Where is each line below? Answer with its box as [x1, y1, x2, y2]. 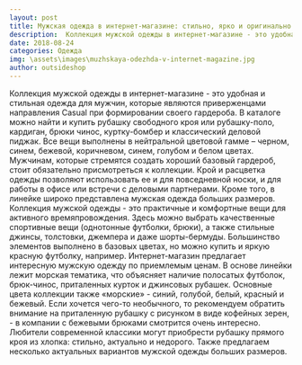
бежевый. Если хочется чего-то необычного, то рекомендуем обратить [9, 298, 286, 308]
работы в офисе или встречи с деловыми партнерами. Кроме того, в [9, 183, 276, 194]
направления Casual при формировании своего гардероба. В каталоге [9, 107, 281, 118]
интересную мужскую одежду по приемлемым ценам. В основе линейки [9, 260, 292, 271]
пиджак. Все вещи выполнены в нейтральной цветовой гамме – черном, [9, 136, 289, 147]
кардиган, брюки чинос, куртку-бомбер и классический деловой [9, 126, 261, 137]
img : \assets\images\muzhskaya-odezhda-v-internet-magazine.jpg [9, 55, 255, 64]
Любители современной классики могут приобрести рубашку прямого [9, 326, 285, 337]
